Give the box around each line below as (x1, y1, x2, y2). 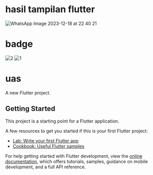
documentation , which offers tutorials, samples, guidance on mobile (5, 158, 148, 164)
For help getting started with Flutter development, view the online (5, 153, 143, 159)
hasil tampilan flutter (5, 4, 95, 15)
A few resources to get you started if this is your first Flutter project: (5, 128, 148, 134)
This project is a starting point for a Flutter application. (5, 118, 119, 124)
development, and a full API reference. (5, 164, 86, 170)
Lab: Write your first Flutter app (12, 137, 79, 143)
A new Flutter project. (5, 90, 51, 96)
